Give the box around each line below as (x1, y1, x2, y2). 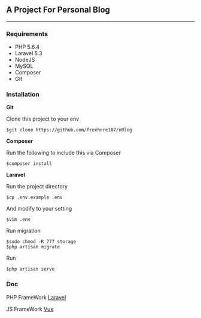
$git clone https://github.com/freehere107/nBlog (6, 127, 133, 133)
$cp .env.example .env (6, 194, 63, 200)
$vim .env (6, 217, 31, 223)
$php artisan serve (6, 266, 55, 272)
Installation (6, 90, 40, 98)
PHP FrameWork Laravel (6, 293, 66, 301)
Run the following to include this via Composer (6, 149, 121, 157)
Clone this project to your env (6, 115, 80, 122)
